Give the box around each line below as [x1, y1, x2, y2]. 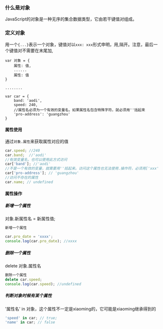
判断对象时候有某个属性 [5, 293, 52, 298]
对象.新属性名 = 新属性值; [5, 216, 56, 221]
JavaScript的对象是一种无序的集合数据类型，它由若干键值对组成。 [5, 16, 137, 22]
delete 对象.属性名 [5, 263, 41, 268]
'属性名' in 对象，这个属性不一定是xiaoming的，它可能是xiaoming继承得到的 [5, 306, 156, 312]
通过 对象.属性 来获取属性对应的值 [5, 138, 69, 144]
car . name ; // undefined [5, 179, 53, 185]
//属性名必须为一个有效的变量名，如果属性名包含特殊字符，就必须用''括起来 [14, 108, 146, 112]
